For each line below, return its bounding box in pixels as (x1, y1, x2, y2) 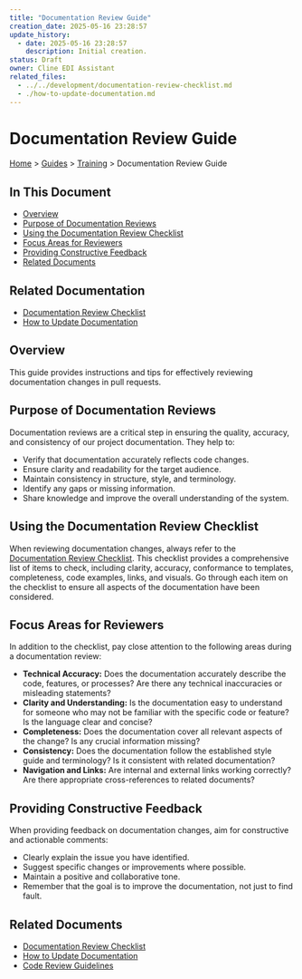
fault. (22, 890, 42, 902)
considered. (9, 591, 54, 602)
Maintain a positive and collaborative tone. (22, 871, 181, 882)
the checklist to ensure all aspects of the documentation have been (9, 581, 260, 592)
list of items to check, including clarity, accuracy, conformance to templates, (9, 562, 294, 573)
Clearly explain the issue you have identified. (22, 852, 190, 863)
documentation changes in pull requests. (9, 376, 162, 387)
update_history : (9, 30, 71, 39)
